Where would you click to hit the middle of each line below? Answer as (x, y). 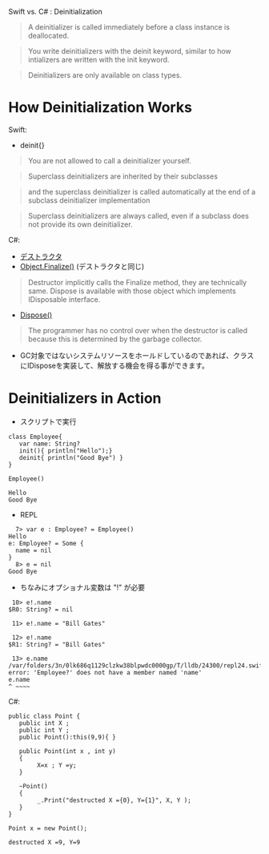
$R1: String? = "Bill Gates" (57, 644)
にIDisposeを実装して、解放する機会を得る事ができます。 (114, 365)
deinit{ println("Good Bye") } (71, 457)
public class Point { (44, 716)
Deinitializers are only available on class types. (105, 75)
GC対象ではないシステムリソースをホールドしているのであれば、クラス (137, 355)
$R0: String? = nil (41, 609)
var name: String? (50, 444)
